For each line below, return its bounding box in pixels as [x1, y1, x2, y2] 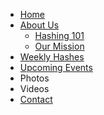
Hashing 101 [34, 30, 85, 41]
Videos [19, 83, 50, 94]
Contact [19, 94, 53, 105]
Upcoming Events [19, 62, 93, 73]
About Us [19, 19, 60, 31]
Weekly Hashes [19, 51, 85, 63]
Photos [19, 72, 50, 84]
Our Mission [34, 40, 85, 52]
